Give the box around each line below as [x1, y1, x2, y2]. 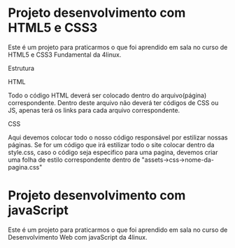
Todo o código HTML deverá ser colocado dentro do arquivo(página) [8, 91, 207, 99]
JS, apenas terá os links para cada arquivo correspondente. [8, 106, 180, 114]
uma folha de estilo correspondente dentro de [8, 156, 141, 164]
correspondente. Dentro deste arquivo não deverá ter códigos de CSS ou [8, 98, 219, 106]
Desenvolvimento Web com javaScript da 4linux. [8, 233, 148, 241]
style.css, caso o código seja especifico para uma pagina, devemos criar [8, 148, 218, 156]
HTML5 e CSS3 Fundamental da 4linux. [8, 50, 122, 59]
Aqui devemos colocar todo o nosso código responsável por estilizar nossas [8, 133, 228, 142]
